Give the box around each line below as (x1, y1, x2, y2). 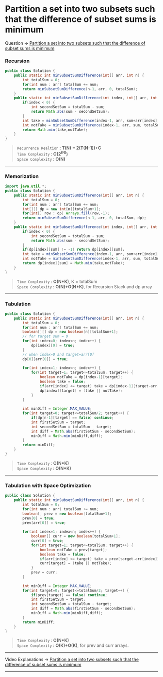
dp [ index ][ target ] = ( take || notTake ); (39, 388, 123, 393)
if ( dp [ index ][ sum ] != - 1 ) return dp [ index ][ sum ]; (22, 247, 125, 252)
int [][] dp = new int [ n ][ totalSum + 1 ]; (22, 207, 101, 211)
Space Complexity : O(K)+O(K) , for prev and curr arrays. (16, 642, 129, 648)
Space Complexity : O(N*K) (16, 465, 71, 471)
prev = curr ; (31, 570, 57, 575)
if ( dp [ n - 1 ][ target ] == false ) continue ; (31, 416, 114, 420)
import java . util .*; (5, 184, 47, 189)
